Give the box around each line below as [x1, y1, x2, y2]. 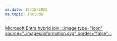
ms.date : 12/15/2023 [5, 7, 48, 12]
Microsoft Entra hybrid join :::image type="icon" [5, 25, 103, 31]
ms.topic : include [5, 12, 43, 17]
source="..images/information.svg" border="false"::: [5, 30, 112, 36]
